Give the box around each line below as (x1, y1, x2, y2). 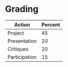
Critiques (7, 45, 28, 52)
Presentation (7, 37, 37, 44)
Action (14, 21, 30, 28)
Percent (41, 21, 60, 28)
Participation (7, 53, 37, 60)
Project (7, 30, 24, 36)
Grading (5, 3, 39, 15)
